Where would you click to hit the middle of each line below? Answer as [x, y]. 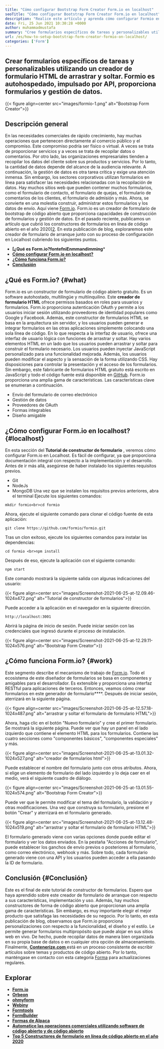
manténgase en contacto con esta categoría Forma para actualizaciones [78, 957]
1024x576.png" [20, 646]
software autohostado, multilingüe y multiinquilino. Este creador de [72, 297]
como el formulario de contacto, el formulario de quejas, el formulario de [78, 193]
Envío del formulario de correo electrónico [55, 395]
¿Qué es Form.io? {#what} [46, 280]
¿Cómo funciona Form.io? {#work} [59, 661]
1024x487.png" [20, 713]
